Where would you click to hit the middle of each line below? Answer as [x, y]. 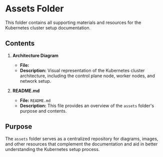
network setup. [35, 81]
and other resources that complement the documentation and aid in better [81, 144]
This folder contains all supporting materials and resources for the [73, 22]
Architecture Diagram [35, 55]
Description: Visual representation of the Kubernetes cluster [82, 70]
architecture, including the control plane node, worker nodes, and [87, 76]
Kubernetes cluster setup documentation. [48, 27]
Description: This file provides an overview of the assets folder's [87, 106]
